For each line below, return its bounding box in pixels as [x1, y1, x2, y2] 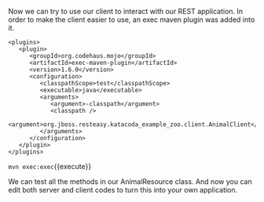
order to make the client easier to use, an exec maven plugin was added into [8, 15, 255, 24]
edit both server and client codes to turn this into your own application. [8, 186, 238, 194]
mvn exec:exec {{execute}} [8, 162, 92, 171]
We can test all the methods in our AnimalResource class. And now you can [8, 177, 253, 186]
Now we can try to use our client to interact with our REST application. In [8, 7, 244, 16]
